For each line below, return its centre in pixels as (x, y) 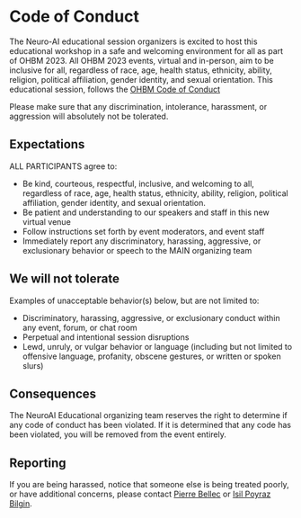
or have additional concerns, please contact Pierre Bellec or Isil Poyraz (140, 494)
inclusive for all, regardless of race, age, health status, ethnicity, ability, (141, 70)
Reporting (38, 463)
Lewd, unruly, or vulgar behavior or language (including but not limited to (157, 346)
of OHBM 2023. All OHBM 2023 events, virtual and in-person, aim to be (142, 60)
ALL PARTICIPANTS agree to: (63, 166)
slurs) (33, 365)
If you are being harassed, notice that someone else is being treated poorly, (149, 485)
